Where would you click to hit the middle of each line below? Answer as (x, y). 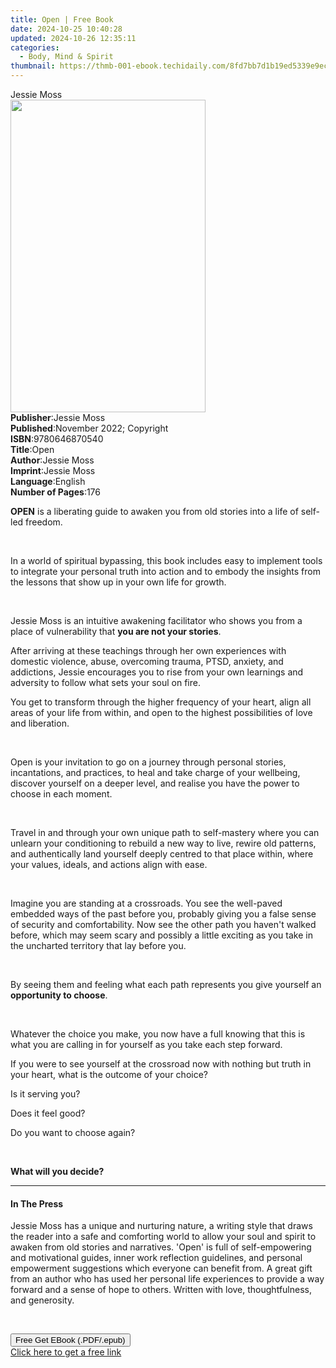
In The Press (37, 1203)
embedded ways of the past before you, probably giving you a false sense (163, 914)
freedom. (44, 522)
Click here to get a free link (66, 1352)
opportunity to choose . (59, 995)
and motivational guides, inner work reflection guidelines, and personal (156, 1258)
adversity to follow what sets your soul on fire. (105, 682)
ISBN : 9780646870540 (57, 439)
